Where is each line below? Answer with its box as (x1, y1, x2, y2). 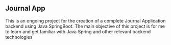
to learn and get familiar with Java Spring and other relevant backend (5, 28, 151, 35)
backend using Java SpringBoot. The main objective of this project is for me (5, 23, 165, 29)
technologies (5, 34, 33, 40)
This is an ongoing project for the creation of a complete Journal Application (5, 17, 166, 24)
